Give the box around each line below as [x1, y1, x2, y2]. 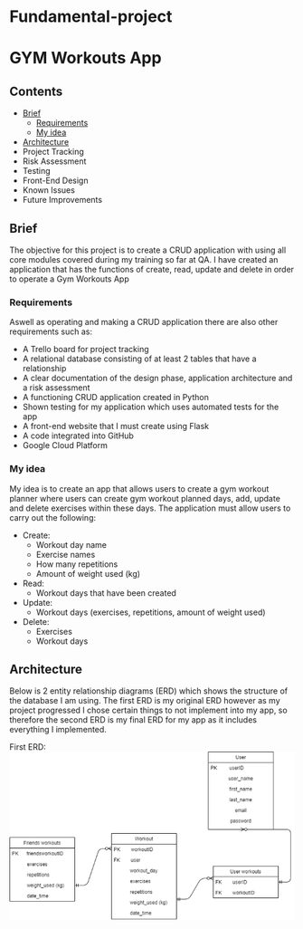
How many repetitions [35, 559, 118, 570]
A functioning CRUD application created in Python [22, 392, 210, 403]
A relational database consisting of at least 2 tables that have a [22, 353, 257, 364]
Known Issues [22, 185, 75, 196]
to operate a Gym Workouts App [9, 273, 129, 284]
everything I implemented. [9, 724, 107, 735]
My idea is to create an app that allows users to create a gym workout [9, 483, 270, 494]
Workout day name [35, 539, 107, 550]
